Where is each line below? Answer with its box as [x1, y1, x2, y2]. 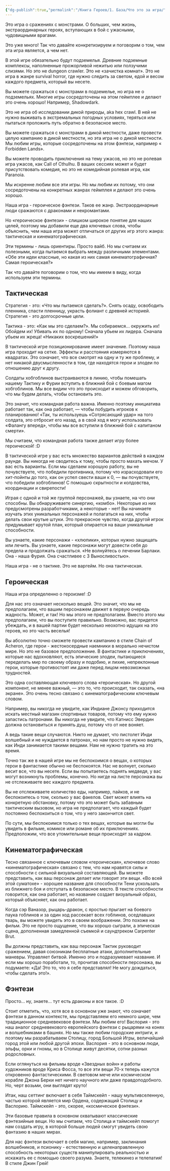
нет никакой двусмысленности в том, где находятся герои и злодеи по [5, 360, 159, 366]
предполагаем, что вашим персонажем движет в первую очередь [5, 606, 150, 613]
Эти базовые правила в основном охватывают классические [5, 1112, 138, 1119]
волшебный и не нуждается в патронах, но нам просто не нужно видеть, [5, 737, 163, 743]
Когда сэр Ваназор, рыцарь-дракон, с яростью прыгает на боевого [5, 907, 152, 913]
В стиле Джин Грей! [5, 1160, 49, 1166]
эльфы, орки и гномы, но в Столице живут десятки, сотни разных [5, 1045, 148, 1052]
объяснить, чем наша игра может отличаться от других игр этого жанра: [5, 228, 164, 234]
